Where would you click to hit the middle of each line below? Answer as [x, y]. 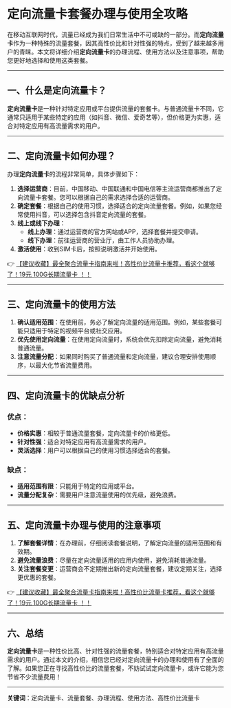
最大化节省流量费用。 [66, 365]
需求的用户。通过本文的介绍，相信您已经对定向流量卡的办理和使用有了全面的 [115, 659]
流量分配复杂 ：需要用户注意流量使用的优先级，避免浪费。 [98, 495]
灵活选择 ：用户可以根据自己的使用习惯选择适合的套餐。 [95, 450]
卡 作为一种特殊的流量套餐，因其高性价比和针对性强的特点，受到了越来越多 [112, 43]
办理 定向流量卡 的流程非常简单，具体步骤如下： [73, 174]
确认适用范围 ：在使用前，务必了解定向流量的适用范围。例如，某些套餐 [117, 322]
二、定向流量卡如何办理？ [61, 156]
